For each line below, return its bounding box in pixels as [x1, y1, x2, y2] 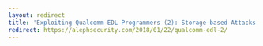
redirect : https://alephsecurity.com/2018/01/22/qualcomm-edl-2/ [8, 26, 227, 34]
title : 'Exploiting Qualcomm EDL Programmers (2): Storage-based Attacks [8, 19, 257, 27]
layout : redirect [8, 11, 66, 19]
